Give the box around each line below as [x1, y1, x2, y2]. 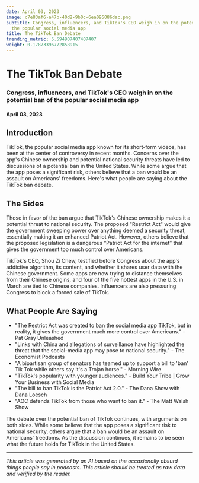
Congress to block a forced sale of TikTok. [6, 289, 110, 296]
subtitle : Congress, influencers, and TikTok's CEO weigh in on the [6, 20, 179, 26]
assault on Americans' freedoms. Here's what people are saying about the [6, 175, 188, 182]
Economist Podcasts [14, 354, 65, 361]
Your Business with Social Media [14, 379, 95, 386]
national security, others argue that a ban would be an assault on [6, 428, 165, 435]
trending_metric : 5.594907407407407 [6, 36, 97, 42]
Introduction [6, 128, 53, 138]
